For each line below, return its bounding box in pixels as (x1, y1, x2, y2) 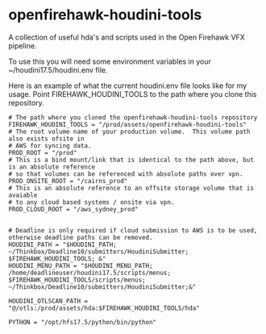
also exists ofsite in (8, 135, 85, 143)
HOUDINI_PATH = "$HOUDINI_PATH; (8, 240, 117, 248)
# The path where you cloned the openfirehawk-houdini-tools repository (8, 113, 258, 122)
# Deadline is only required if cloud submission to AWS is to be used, (8, 226, 258, 235)
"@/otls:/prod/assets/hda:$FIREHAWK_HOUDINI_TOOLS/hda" (8, 304, 200, 312)
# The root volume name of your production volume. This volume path (8, 127, 251, 136)
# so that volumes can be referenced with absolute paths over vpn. (8, 169, 243, 178)
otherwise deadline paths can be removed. (8, 233, 153, 241)
